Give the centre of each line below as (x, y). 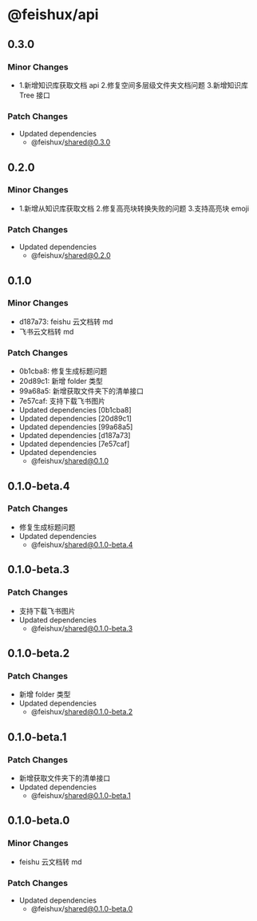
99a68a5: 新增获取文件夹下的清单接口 (81, 391)
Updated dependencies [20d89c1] (75, 419)
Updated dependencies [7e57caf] (74, 444)
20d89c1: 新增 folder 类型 (61, 381)
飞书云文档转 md (46, 331)
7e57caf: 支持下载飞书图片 (62, 401)
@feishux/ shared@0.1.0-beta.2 (82, 712)
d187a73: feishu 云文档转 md (66, 322)
